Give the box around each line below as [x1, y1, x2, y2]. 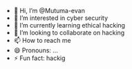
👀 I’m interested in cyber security [13, 14, 109, 22]
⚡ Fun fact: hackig [13, 54, 66, 62]
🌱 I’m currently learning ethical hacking [13, 21, 126, 29]
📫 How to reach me [13, 37, 71, 44]
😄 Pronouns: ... [13, 46, 59, 55]
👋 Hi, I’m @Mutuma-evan [13, 7, 85, 14]
